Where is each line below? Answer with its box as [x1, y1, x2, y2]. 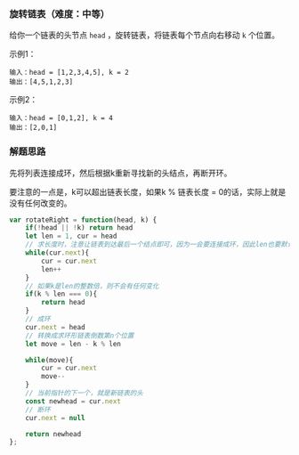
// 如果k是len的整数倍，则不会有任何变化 [25, 281, 160, 290]
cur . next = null [25, 413, 86, 422]
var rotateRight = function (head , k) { [9, 215, 158, 224]
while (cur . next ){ [25, 248, 90, 257]
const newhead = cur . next [25, 396, 122, 406]
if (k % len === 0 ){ [25, 289, 98, 299]
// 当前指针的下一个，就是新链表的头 [25, 389, 144, 398]
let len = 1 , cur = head [25, 232, 117, 241]
